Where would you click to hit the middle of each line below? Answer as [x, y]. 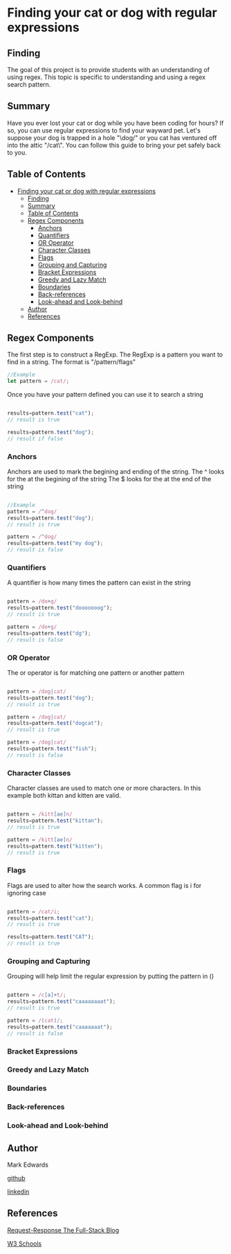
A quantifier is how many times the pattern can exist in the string [99, 583]
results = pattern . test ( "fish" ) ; [52, 749]
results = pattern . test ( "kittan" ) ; [55, 821]
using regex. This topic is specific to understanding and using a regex [107, 77]
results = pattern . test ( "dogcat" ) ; [55, 723]
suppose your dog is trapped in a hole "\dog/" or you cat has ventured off [112, 137]
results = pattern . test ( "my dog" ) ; [55, 543]
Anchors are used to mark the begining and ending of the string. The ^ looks [116, 471]
